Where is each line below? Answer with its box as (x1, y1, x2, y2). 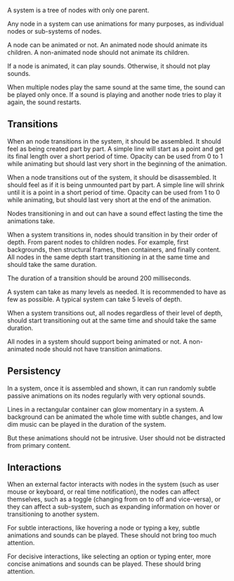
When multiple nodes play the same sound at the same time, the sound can (7, 83, 226, 91)
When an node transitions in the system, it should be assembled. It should (7, 137, 221, 145)
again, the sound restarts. (7, 98, 82, 106)
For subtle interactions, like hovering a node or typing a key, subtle (7, 524, 200, 532)
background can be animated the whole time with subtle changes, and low (7, 412, 223, 421)
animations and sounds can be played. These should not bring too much (7, 531, 216, 539)
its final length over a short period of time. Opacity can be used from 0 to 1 (7, 151, 223, 161)
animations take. (7, 216, 55, 225)
